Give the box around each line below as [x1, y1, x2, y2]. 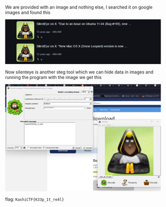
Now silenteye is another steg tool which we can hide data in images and [5, 69, 154, 75]
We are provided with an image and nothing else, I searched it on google [5, 4, 153, 10]
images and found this [5, 9, 51, 15]
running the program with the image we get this [5, 74, 102, 80]
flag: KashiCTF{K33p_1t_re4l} [5, 196, 64, 203]
